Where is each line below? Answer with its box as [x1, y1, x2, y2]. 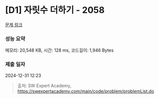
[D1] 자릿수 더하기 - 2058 [5, 4, 105, 16]
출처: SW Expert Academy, [17, 82, 72, 89]
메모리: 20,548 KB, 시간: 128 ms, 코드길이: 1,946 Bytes [5, 47, 114, 53]
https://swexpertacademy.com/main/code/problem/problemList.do [17, 88, 155, 94]
